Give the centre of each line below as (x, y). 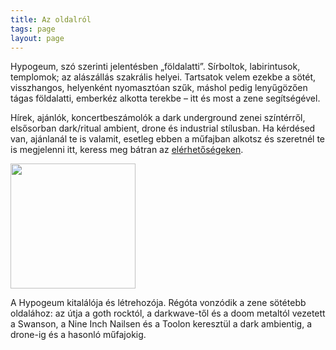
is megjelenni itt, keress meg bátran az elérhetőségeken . (127, 150)
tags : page (33, 29)
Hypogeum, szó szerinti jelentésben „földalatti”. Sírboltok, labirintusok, (155, 67)
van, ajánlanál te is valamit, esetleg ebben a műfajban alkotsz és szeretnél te (167, 139)
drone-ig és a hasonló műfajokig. (78, 335)
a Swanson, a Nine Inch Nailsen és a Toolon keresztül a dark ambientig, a (161, 324)
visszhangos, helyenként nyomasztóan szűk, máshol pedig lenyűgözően (159, 88)
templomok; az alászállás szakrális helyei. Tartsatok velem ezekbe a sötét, (163, 77)
